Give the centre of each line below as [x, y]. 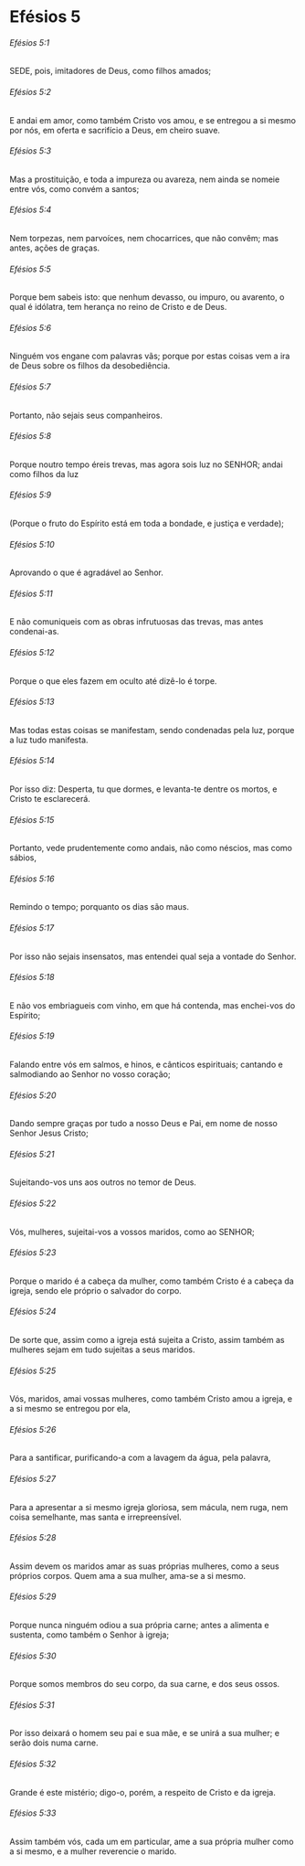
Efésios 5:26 [33, 1429]
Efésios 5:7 [31, 387]
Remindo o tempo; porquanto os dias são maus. [100, 907]
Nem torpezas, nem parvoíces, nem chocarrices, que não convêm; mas [144, 238]
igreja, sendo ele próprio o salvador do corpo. [96, 1290]
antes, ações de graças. [55, 248]
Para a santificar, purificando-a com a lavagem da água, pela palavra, [140, 1458]
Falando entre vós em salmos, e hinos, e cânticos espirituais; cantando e [146, 1065]
